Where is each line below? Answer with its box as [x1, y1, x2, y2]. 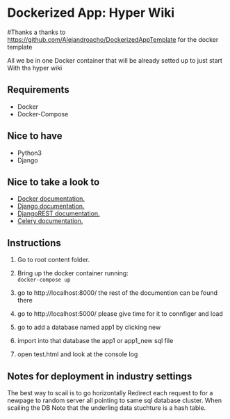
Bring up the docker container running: [17, 269, 129, 277]
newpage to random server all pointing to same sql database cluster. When [7, 396, 222, 404]
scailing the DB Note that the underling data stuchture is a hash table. [7, 404, 206, 412]
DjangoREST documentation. [17, 209, 100, 218]
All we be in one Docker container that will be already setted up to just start [7, 56, 222, 64]
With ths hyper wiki [7, 63, 63, 72]
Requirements [7, 84, 69, 96]
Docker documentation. [17, 195, 85, 203]
